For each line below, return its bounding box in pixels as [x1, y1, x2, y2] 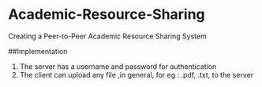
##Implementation [8, 46, 68, 56]
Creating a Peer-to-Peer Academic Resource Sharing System [8, 31, 207, 41]
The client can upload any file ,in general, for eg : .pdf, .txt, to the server [19, 70, 254, 79]
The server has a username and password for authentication [19, 61, 217, 71]
